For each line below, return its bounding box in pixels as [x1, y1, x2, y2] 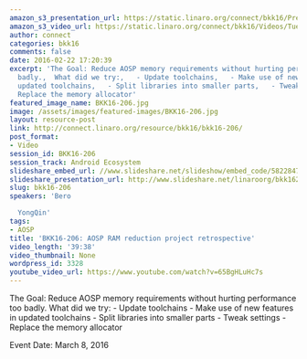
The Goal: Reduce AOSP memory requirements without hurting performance [9, 293, 297, 303]
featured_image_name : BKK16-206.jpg [9, 98, 149, 108]
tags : [9, 216, 30, 226]
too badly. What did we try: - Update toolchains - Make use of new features [9, 302, 294, 313]
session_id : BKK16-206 [9, 149, 96, 158]
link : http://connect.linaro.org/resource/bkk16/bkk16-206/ [9, 124, 244, 133]
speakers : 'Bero [9, 192, 71, 201]
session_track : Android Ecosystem [9, 157, 142, 167]
